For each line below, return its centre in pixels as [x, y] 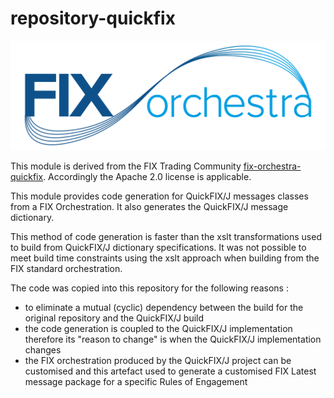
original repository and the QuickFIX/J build [114, 318]
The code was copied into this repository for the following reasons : [149, 288]
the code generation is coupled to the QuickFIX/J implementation [158, 328]
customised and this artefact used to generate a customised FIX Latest [170, 371]
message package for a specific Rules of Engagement [136, 381]
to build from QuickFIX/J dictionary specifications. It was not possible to [158, 247]
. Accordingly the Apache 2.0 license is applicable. [147, 176]
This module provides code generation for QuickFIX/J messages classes [159, 196]
